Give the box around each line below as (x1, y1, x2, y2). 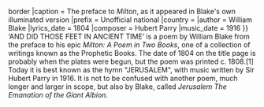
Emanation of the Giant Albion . (8, 90, 109, 99)
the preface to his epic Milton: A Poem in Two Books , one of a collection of (8, 40, 251, 50)
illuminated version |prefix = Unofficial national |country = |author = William (8, 15, 252, 24)
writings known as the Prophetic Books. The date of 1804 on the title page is (8, 49, 256, 57)
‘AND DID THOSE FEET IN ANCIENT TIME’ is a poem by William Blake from (8, 31, 250, 41)
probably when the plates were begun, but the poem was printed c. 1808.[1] (8, 57, 255, 66)
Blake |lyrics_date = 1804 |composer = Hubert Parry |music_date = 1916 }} (8, 24, 249, 32)
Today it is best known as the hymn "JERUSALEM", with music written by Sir (8, 65, 255, 74)
